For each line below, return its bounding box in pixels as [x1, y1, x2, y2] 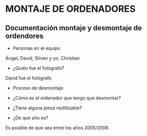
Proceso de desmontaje [12, 85, 63, 91]
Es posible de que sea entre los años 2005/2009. [5, 125, 109, 131]
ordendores [5, 31, 44, 40]
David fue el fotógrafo [5, 75, 52, 81]
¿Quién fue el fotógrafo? [12, 65, 64, 71]
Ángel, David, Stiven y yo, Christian [5, 55, 80, 61]
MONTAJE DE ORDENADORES [5, 3, 136, 15]
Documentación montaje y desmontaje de [5, 24, 142, 32]
